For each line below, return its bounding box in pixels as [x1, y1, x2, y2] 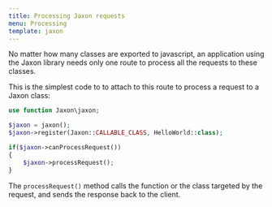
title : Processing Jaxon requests [8, 11, 126, 20]
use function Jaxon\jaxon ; [8, 106, 100, 114]
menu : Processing [8, 19, 67, 28]
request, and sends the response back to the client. [8, 189, 181, 199]
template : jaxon [8, 27, 63, 35]
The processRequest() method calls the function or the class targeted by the [8, 180, 263, 191]
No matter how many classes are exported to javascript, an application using [8, 50, 265, 59]
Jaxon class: [8, 91, 50, 101]
